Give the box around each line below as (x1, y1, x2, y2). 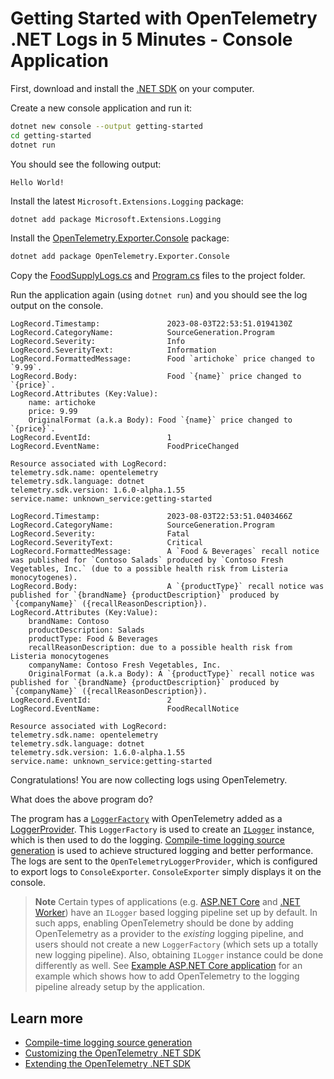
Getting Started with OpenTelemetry (10, 7, 318, 30)
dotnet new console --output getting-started (10, 121, 203, 131)
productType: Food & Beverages (28, 634, 159, 644)
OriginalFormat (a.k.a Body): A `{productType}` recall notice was (28, 669, 315, 679)
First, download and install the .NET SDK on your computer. (10, 82, 255, 94)
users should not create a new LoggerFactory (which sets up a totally (34, 938, 319, 951)
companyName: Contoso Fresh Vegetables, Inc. (28, 660, 222, 671)
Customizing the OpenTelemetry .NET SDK (24, 1047, 202, 1059)
